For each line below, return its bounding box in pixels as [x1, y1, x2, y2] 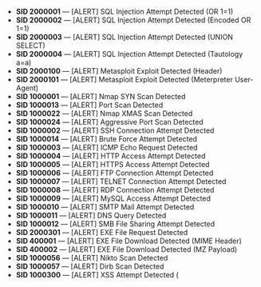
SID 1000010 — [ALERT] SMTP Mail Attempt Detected [15, 202, 195, 211]
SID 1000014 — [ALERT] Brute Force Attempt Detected [15, 134, 198, 143]
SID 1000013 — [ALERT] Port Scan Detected [15, 100, 164, 110]
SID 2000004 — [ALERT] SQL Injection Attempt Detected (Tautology [15, 50, 243, 58]
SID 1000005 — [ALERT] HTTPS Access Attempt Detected [15, 160, 210, 169]
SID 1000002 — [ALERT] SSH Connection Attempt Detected [15, 126, 215, 135]
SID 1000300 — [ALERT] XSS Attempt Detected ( [15, 270, 180, 279]
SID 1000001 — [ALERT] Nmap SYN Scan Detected [15, 92, 186, 101]
